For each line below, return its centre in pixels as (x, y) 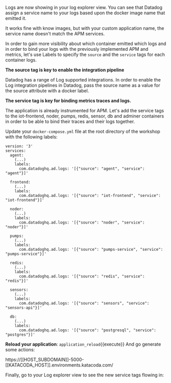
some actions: (20, 350)
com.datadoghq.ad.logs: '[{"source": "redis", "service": (82, 276)
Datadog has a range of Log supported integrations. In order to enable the (83, 80)
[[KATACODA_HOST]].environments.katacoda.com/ (59, 365)
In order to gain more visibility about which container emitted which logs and (86, 44)
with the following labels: (31, 137)
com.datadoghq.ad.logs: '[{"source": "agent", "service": (82, 169)
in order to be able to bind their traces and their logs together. (70, 122)
